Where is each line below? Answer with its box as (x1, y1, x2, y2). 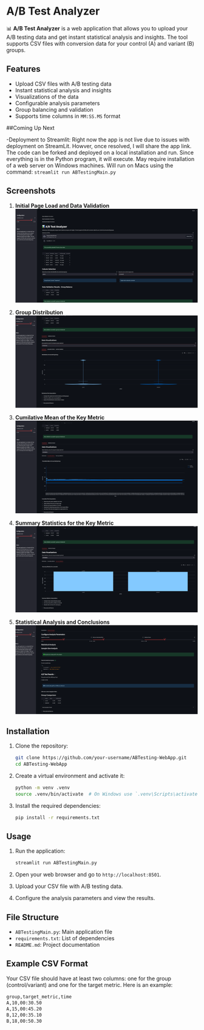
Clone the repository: (15, 742, 69, 749)
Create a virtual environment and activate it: (15, 772, 125, 779)
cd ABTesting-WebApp (15, 761, 67, 768)
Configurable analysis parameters (15, 99, 100, 107)
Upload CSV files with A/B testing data (15, 80, 112, 87)
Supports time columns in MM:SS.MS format (15, 112, 121, 120)
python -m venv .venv (15, 785, 70, 791)
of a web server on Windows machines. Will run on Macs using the (6, 162, 174, 169)
